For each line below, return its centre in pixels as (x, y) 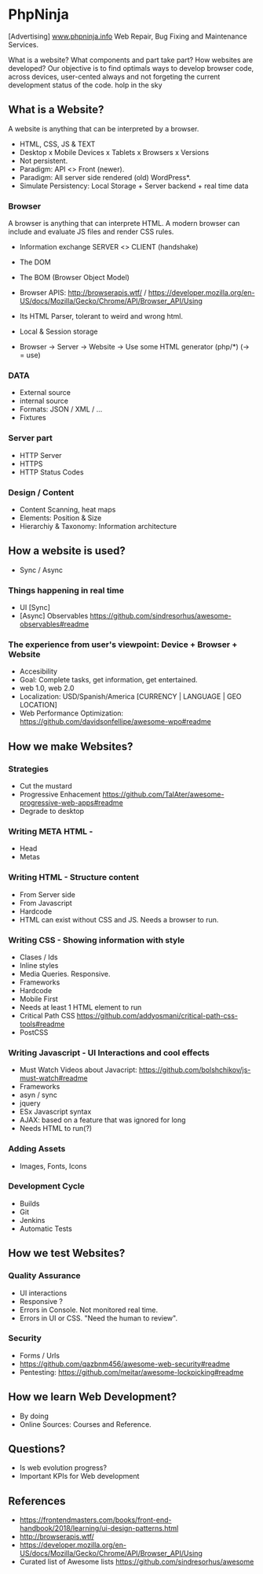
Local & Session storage (58, 331)
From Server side (47, 894)
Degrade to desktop (52, 811)
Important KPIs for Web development (79, 1476)
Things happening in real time (66, 590)
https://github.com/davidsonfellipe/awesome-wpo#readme (115, 722)
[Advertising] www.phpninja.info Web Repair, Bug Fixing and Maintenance (128, 36)
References (37, 1501)
